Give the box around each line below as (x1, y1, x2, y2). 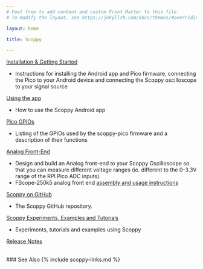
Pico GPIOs (6, 118, 34, 125)
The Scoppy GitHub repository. (14, 202, 92, 210)
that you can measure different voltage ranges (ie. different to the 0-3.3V (14, 166, 197, 173)
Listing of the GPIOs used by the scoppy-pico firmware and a (14, 130, 168, 137)
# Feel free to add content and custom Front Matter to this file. (6, 8, 180, 15)
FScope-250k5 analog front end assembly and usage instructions (14, 179, 179, 187)
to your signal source (14, 83, 68, 90)
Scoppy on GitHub (6, 191, 53, 198)
